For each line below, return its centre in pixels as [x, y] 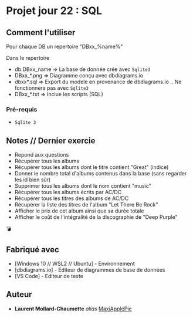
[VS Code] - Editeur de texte [49, 276]
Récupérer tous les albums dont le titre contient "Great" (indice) [92, 167]
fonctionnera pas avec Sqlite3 [52, 88]
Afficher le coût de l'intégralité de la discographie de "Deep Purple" [96, 217]
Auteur [19, 295]
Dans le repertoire [28, 58]
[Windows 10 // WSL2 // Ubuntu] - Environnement [75, 263]
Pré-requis [22, 109]
